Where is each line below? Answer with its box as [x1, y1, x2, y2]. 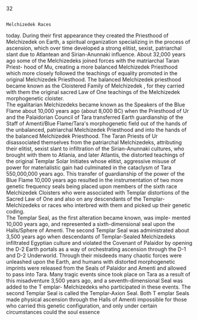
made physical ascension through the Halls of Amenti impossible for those [6, 296, 187, 303]
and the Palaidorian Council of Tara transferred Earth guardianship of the [6, 114, 184, 121]
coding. [6, 208, 25, 215]
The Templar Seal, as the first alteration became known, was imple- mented [6, 214, 191, 221]
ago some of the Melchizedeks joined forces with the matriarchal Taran [6, 57, 180, 64]
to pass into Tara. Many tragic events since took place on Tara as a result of [6, 271, 191, 277]
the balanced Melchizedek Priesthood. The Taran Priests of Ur [6, 132, 158, 140]
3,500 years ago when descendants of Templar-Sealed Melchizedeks [6, 233, 176, 240]
